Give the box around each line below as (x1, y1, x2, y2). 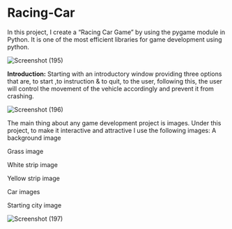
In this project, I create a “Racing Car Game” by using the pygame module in (7, 28, 226, 36)
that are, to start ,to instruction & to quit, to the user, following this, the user (7, 77, 223, 85)
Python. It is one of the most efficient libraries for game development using (7, 35, 222, 43)
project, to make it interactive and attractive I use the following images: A (7, 126, 217, 134)
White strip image (7, 160, 58, 168)
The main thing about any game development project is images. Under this (7, 118, 222, 127)
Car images (7, 187, 40, 196)
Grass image (7, 147, 44, 155)
